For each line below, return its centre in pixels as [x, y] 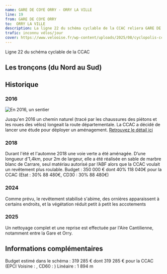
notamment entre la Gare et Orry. [39, 233]
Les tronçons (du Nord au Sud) [53, 68]
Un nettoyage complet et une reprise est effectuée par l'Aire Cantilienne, [79, 228]
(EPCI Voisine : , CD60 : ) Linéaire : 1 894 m [49, 266]
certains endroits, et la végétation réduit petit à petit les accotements [76, 204]
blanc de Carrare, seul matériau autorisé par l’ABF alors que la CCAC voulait [83, 164]
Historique [22, 85]
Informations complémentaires [54, 249]
